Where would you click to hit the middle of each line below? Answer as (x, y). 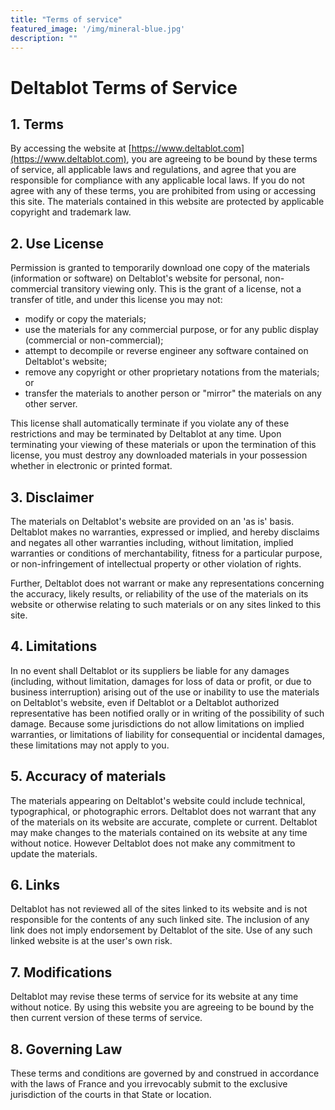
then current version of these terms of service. (106, 1018)
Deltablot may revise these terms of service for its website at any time (154, 997)
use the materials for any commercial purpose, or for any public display (171, 330)
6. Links (35, 885)
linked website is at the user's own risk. (91, 941)
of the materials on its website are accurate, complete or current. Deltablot (164, 822)
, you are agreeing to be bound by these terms (222, 159)
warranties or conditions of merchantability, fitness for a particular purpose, (166, 553)
